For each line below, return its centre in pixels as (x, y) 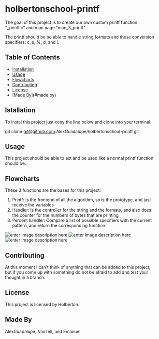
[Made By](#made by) (34, 95)
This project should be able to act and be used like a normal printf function (79, 158)
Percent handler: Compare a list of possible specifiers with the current (82, 220)
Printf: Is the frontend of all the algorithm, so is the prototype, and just (81, 200)
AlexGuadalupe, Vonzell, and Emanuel (43, 331)
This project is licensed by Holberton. (42, 304)
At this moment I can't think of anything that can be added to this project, (78, 267)
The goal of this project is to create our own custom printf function (71, 22)
